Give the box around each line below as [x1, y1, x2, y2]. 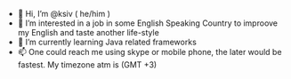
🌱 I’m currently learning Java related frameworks [17, 36, 198, 47]
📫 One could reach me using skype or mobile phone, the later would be [17, 47, 282, 57]
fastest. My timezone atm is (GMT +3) [17, 59, 158, 70]
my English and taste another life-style [17, 28, 160, 37]
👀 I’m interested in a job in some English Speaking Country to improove [17, 18, 279, 28]
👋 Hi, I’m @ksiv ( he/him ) [17, 9, 111, 19]
